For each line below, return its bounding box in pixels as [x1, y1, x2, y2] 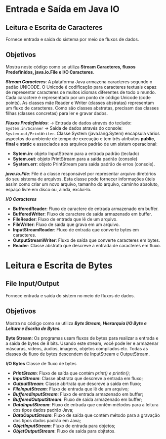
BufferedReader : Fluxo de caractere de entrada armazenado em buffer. [12, 206, 159, 212]
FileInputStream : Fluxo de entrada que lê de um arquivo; [12, 385, 129, 392]
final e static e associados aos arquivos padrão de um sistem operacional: [5, 141, 158, 147]
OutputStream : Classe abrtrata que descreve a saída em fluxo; [12, 381, 141, 386]
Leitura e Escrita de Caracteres [5, 23, 103, 32]
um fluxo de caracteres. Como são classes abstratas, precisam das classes [5, 105, 159, 111]
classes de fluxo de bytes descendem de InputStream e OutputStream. [5, 351, 150, 357]
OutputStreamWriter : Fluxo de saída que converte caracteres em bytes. [12, 237, 160, 243]
